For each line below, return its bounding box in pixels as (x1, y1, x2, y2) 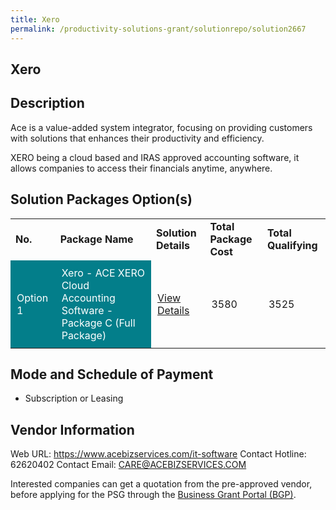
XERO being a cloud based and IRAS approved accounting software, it (10, 151, 300, 163)
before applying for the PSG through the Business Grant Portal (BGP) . (10, 489, 297, 501)
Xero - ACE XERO (61, 266, 145, 280)
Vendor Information (10, 421, 135, 438)
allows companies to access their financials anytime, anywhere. (10, 162, 273, 174)
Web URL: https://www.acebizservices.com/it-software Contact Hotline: (10, 448, 307, 460)
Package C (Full (61, 316, 136, 330)
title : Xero (10, 14, 60, 25)
